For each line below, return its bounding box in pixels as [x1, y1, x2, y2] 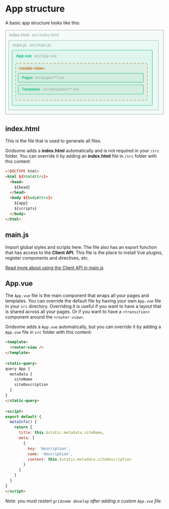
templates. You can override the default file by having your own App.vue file [5, 298, 161, 304]
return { [14, 425, 33, 430]
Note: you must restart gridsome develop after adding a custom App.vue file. [5, 498, 162, 504]
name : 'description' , [27, 451, 73, 456]
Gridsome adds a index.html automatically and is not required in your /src [5, 147, 159, 154]
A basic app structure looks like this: [5, 20, 80, 26]
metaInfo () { [10, 420, 37, 425]
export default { [5, 414, 42, 419]
